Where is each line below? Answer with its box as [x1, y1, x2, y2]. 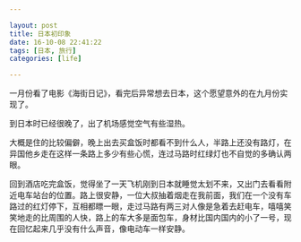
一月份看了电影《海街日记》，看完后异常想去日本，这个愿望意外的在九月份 [9, 88, 280, 99]
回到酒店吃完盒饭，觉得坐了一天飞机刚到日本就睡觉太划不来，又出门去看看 [9, 178, 284, 189]
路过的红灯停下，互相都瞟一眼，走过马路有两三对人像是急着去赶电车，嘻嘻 [9, 201, 284, 212]
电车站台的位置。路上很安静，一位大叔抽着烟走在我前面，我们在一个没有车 [16, 190, 292, 201]
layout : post [9, 21, 58, 30]
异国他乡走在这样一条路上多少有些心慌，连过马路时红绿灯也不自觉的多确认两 [9, 149, 292, 160]
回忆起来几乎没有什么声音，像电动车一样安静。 [16, 223, 190, 234]
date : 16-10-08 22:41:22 [9, 38, 102, 47]
